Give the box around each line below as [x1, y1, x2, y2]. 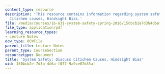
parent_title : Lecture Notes [5, 43, 65, 48]
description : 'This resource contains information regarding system [5, 12, 148, 17]
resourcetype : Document [5, 52, 54, 57]
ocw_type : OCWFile [5, 39, 43, 44]
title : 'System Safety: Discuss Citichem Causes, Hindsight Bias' [5, 57, 144, 62]
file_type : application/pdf [5, 25, 63, 30]
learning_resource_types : [5, 30, 58, 35]
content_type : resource [5, 7, 54, 12]
